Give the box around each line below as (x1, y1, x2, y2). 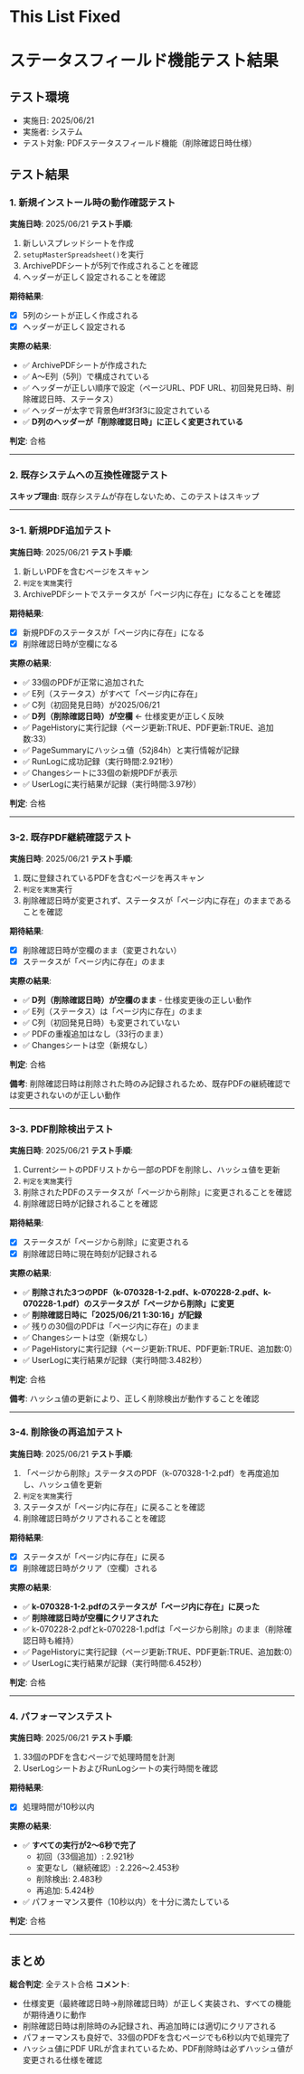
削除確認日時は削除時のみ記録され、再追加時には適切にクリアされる (22, 2021, 277, 2031)
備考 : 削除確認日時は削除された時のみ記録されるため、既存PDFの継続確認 (9, 1078, 283, 1089)
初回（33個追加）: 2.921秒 (35, 1851, 135, 1862)
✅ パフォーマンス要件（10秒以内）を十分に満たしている (22, 1897, 231, 1908)
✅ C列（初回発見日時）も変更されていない (22, 1018, 181, 1028)
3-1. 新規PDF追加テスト (9, 525, 112, 537)
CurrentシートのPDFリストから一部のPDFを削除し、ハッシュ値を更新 (22, 1164, 280, 1175)
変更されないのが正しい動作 (16, 1090, 120, 1101)
